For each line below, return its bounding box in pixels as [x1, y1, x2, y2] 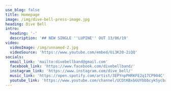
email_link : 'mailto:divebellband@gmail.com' [10, 59, 108, 64]
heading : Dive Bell [5, 21, 47, 27]
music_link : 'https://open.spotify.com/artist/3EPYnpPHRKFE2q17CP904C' [10, 73, 165, 78]
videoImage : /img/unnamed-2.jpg [10, 45, 79, 50]
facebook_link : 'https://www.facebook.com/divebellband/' [10, 64, 136, 69]
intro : [5, 26, 19, 31]
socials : [5, 54, 24, 60]
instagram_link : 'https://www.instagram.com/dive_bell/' [10, 69, 133, 74]
